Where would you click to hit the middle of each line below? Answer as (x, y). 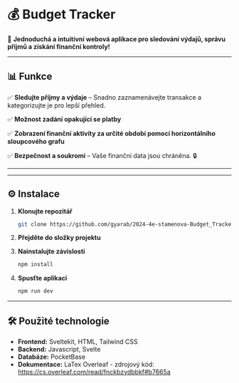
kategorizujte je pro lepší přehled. (57, 105)
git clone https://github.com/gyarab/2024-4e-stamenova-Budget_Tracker (126, 224)
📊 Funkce (30, 77)
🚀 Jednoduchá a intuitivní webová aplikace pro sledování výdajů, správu (117, 39)
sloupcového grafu (36, 141)
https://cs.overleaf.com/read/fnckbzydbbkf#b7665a (94, 372)
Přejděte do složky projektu (59, 238)
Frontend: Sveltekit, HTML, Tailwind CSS (78, 342)
